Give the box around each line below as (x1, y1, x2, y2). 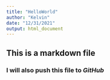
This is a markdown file (6, 48, 95, 58)
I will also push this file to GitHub (6, 66, 105, 74)
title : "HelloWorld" (6, 8, 59, 15)
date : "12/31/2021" (6, 20, 56, 26)
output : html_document (6, 25, 63, 32)
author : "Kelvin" (6, 14, 50, 20)
